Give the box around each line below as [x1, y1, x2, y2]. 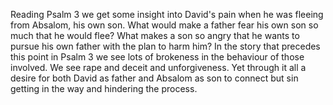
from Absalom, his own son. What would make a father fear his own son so [10, 19, 319, 31]
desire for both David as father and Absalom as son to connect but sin [10, 72, 299, 84]
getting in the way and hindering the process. [10, 83, 198, 94]
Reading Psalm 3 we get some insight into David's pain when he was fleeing [10, 9, 324, 20]
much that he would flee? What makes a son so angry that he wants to [10, 30, 300, 41]
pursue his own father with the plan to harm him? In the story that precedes [10, 40, 321, 52]
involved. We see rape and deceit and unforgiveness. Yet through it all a [10, 62, 307, 73]
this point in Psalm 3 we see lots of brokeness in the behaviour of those [10, 51, 305, 63]
